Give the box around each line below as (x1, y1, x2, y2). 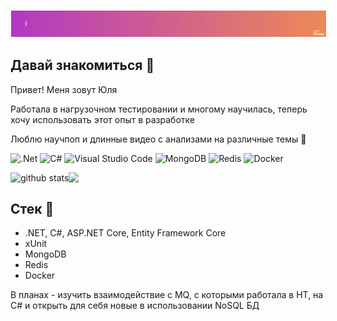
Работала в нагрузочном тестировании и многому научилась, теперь (10, 103, 308, 115)
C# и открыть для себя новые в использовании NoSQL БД (10, 300, 260, 312)
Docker (24, 270, 56, 282)
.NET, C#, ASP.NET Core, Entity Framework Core (24, 227, 227, 239)
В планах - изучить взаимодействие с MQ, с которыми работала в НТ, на (10, 289, 324, 301)
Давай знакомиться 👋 (10, 57, 155, 74)
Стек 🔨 (10, 201, 55, 218)
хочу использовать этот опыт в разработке (10, 113, 195, 125)
